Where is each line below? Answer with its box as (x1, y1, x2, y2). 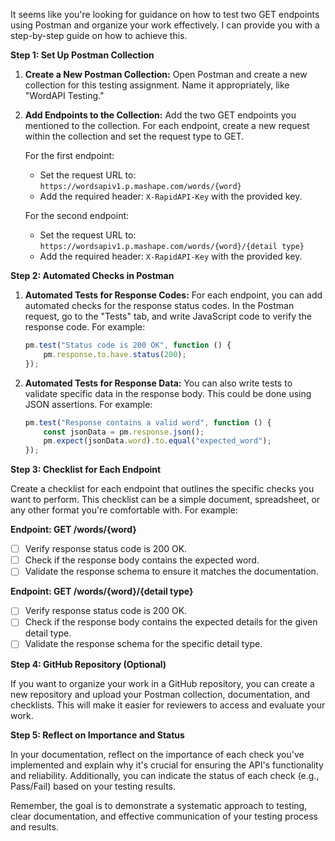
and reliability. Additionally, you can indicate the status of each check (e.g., (10, 769, 320, 781)
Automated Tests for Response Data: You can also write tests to (24, 377, 293, 389)
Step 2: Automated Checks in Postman (10, 270, 175, 281)
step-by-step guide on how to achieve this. (10, 30, 188, 41)
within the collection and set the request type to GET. (24, 130, 245, 142)
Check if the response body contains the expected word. (24, 554, 260, 566)
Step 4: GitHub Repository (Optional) (10, 658, 167, 670)
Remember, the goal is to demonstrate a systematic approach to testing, (10, 799, 308, 811)
